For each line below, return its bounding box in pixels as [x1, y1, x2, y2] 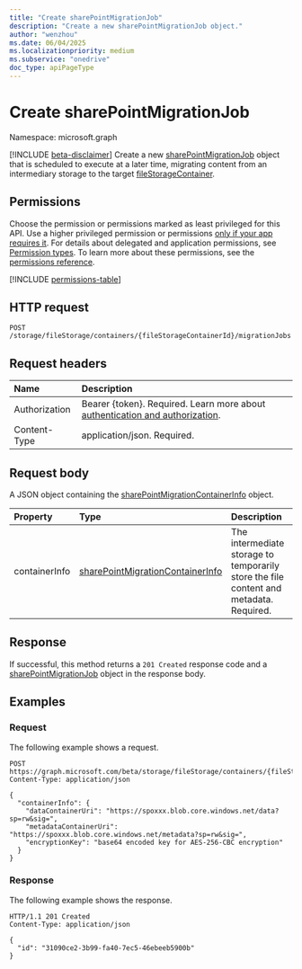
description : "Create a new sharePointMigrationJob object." [9, 22, 244, 31]
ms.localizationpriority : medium [9, 47, 135, 56]
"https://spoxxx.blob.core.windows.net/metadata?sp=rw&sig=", [9, 830, 247, 839]
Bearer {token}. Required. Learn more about [81, 397, 266, 410]
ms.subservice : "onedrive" [9, 55, 111, 64]
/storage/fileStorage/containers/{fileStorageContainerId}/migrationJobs [9, 332, 292, 341]
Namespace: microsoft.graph [9, 131, 118, 142]
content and [230, 582, 282, 594]
